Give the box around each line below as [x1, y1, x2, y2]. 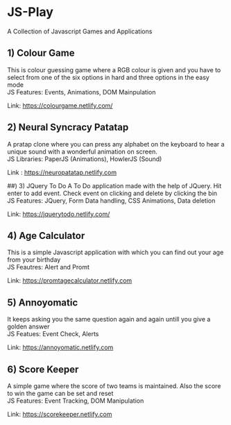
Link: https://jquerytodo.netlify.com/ [7, 210, 110, 218]
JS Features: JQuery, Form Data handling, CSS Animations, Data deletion [7, 196, 216, 205]
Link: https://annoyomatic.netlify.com [7, 343, 114, 351]
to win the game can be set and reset [7, 390, 114, 397]
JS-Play [7, 4, 54, 20]
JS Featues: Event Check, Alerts [7, 330, 99, 338]
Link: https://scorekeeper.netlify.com [7, 410, 112, 418]
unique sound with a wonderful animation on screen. [7, 147, 157, 156]
